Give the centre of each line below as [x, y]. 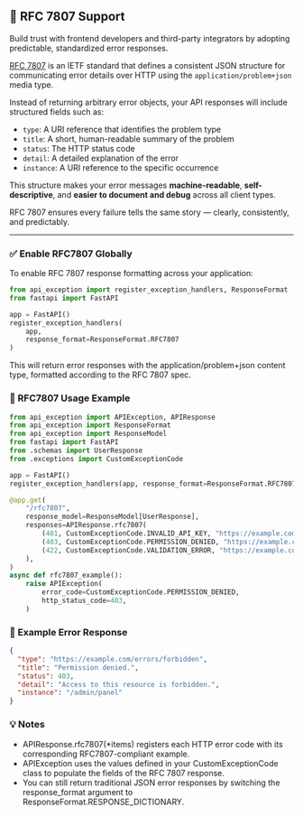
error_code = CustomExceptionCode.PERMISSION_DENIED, [141, 592]
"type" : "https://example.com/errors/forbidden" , [112, 659]
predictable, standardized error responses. [89, 48]
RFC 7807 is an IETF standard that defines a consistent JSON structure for [147, 65]
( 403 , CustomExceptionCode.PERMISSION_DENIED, [131, 542]
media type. [32, 84]
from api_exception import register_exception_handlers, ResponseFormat [149, 290]
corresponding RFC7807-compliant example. [106, 754]
